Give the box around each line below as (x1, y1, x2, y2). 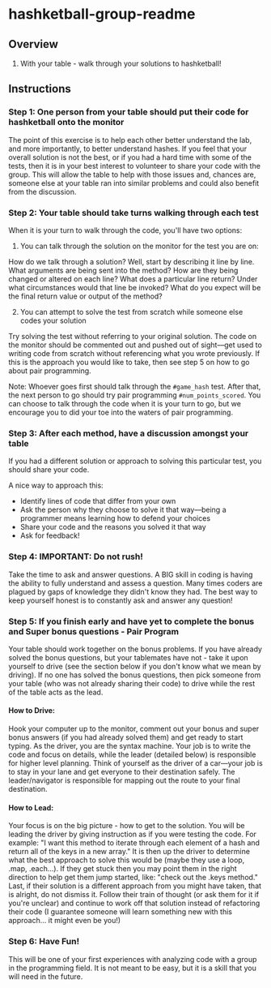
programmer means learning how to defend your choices (19, 513, 211, 523)
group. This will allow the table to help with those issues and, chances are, (8, 170, 256, 179)
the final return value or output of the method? (8, 291, 163, 301)
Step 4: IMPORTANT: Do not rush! (8, 551, 143, 562)
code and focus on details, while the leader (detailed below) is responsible (8, 750, 256, 759)
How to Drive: (8, 706, 55, 715)
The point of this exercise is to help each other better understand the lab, (8, 135, 252, 144)
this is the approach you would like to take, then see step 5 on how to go (8, 357, 250, 367)
